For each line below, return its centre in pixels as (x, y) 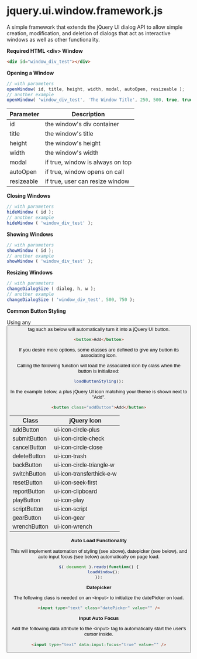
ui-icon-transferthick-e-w (85, 474)
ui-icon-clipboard (76, 492)
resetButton (27, 483)
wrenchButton (30, 527)
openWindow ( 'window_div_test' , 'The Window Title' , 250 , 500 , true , (93, 100)
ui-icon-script (71, 509)
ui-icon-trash (70, 457)
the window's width (72, 153)
